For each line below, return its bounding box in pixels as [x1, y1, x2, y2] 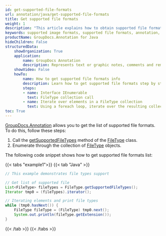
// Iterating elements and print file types [5, 198, 98, 203]
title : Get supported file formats [5, 16, 79, 21]
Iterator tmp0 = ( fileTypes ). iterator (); [5, 189, 92, 194]
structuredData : [5, 44, 39, 49]
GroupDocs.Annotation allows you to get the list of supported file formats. [5, 122, 156, 128]
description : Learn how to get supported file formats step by [23, 81, 156, 86]
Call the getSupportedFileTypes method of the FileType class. [12, 137, 138, 143]
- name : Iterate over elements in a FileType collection [23, 100, 142, 105]
